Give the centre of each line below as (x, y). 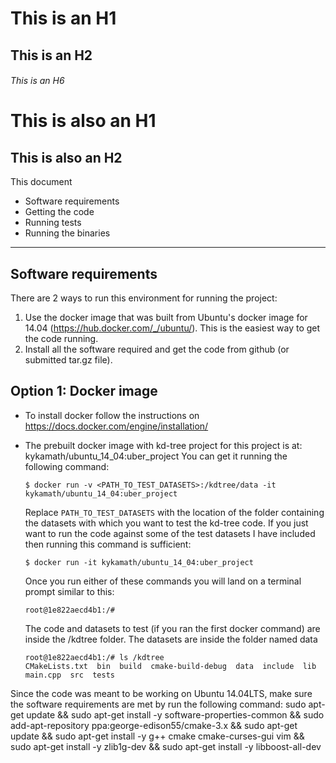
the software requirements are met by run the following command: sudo (158, 704)
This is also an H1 (83, 121)
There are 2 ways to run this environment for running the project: (144, 298)
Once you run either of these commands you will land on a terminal (163, 581)
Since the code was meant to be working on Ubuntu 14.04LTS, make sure (161, 693)
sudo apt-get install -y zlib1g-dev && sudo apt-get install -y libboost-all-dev (166, 746)
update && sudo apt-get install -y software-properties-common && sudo (175, 714)
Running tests (53, 223)
